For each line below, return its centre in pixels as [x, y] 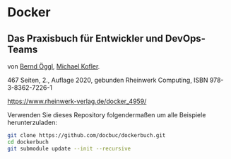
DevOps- [185, 39]
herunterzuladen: [32, 122]
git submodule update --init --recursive [69, 148]
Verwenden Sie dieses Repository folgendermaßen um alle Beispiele [107, 115]
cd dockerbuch [28, 142]
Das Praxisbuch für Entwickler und [85, 39]
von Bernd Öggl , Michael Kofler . [54, 66]
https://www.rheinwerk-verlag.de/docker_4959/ [77, 101]
